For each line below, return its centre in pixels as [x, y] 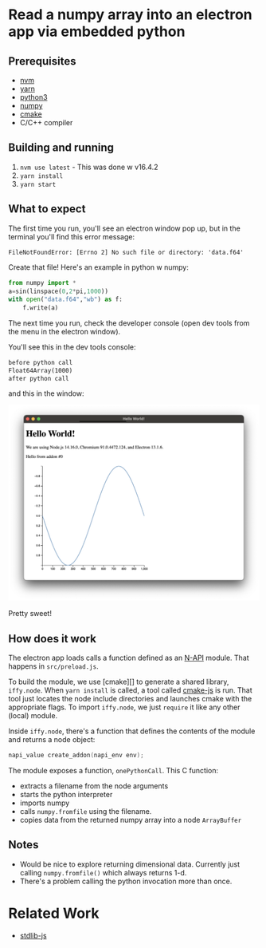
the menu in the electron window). [65, 332]
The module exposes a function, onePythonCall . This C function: [113, 771]
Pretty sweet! [30, 614]
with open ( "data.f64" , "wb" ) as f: [66, 300]
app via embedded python [97, 32]
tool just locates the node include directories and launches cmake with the [130, 699]
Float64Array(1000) [41, 371]
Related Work [54, 913]
